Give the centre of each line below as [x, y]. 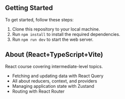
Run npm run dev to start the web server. [53, 39]
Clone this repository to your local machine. [56, 29]
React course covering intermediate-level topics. [54, 66]
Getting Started [29, 8]
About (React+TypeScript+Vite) [54, 55]
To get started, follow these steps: [40, 19]
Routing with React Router [38, 91]
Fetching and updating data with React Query [58, 76]
